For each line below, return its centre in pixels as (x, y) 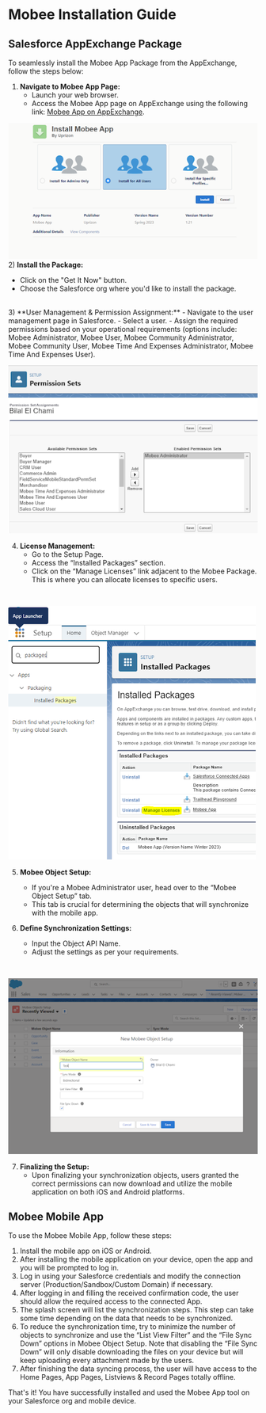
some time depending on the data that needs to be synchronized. (126, 1318)
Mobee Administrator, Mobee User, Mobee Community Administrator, (121, 337)
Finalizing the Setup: (54, 1167)
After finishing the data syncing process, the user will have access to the (138, 1369)
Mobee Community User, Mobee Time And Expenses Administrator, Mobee (131, 345)
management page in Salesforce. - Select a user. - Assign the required (123, 320)
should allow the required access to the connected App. (111, 1301)
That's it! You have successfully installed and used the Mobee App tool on (129, 1392)
